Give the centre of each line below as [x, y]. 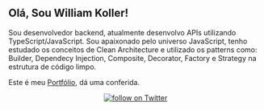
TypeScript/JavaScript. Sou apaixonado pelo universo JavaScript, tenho [128, 41]
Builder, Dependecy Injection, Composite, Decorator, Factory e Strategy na [132, 58]
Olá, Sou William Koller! [69, 13]
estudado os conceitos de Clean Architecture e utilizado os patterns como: [133, 49]
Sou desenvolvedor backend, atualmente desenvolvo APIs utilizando [122, 32]
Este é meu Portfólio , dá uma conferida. [74, 82]
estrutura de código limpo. [52, 67]
